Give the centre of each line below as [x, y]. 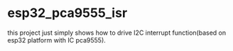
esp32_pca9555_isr [67, 13]
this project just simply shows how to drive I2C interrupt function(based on [116, 33]
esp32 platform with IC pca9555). [57, 40]
